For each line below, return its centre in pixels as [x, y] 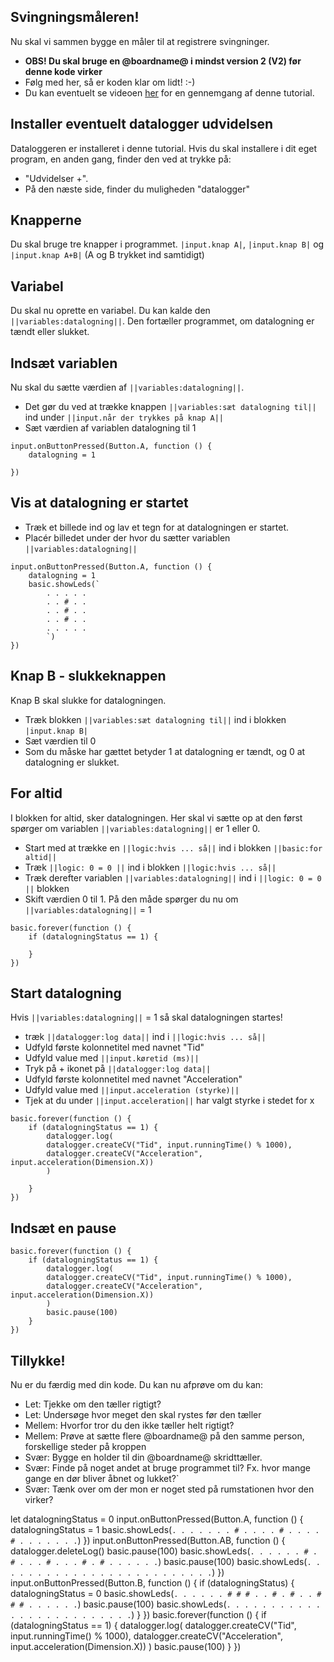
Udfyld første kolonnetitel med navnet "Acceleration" [133, 1079]
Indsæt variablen [64, 363]
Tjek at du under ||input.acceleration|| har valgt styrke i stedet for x [169, 1101]
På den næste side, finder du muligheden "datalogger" [137, 189]
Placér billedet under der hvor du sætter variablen [127, 537]
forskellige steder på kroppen [85, 1446]
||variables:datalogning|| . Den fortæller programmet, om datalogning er [162, 321]
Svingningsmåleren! [75, 17]
